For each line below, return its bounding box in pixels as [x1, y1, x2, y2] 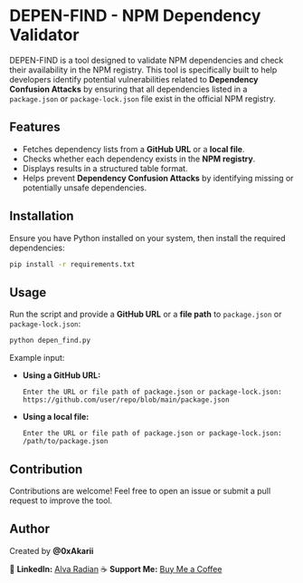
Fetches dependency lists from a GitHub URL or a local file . [22, 143, 245, 154]
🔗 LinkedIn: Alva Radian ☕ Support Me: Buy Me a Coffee [9, 563, 223, 574]
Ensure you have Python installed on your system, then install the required [9, 232, 287, 243]
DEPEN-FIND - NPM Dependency [9, 5, 261, 26]
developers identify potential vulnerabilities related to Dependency [9, 73, 259, 84]
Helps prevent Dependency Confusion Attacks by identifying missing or [22, 172, 294, 183]
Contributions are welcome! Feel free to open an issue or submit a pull [9, 485, 271, 496]
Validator [9, 24, 80, 45]
